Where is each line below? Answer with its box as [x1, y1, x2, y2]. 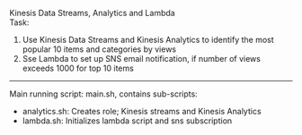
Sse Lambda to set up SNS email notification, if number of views [22, 54, 261, 63]
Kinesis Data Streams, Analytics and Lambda [9, 8, 175, 18]
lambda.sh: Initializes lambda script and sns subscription [22, 115, 233, 126]
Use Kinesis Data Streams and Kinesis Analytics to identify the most [22, 35, 274, 45]
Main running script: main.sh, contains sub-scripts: [9, 89, 198, 99]
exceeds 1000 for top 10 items [22, 63, 135, 73]
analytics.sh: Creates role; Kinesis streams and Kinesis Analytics [22, 106, 262, 116]
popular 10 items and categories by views [22, 44, 177, 55]
